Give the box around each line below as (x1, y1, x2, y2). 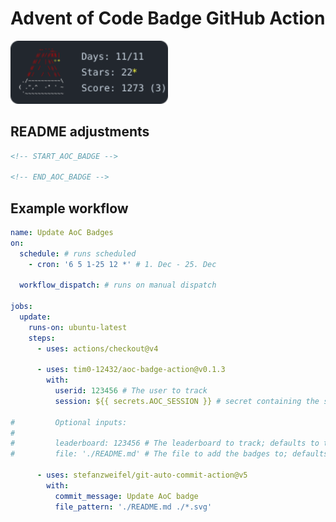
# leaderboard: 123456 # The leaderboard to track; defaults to (10, 438, 320, 449)
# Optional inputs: (10, 417, 128, 427)
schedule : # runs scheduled (19, 248, 137, 259)
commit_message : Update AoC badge (54, 491, 199, 501)
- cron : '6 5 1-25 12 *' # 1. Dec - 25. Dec (28, 259, 217, 269)
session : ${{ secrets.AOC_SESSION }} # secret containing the (54, 396, 320, 406)
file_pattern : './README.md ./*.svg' (54, 502, 213, 512)
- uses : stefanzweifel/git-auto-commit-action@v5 (36, 470, 248, 481)
